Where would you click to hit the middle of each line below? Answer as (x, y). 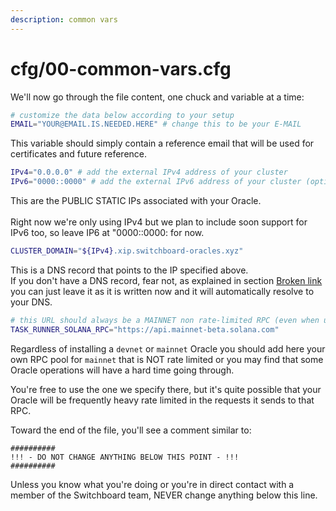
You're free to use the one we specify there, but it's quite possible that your (166, 389)
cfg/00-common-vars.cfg (121, 68)
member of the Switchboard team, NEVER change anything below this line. (164, 495)
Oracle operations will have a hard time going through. (122, 370)
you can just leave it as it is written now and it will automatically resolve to (162, 291)
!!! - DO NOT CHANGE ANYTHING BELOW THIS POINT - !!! (125, 457)
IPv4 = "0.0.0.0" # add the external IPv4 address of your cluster (149, 172)
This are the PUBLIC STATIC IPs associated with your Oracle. (136, 201)
